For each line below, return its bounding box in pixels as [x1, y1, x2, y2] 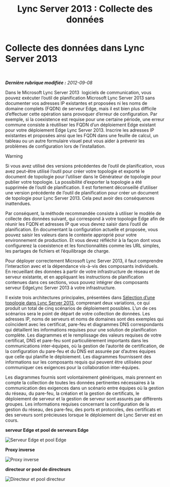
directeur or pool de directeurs [5, 466, 71, 472]
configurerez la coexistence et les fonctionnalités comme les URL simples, [5, 242, 160, 249]
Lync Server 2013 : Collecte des [17, 3, 153, 15]
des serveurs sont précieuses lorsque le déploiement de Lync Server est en [5, 412, 163, 418]
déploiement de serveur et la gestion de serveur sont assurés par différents [5, 395, 163, 401]
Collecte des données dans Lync [5, 43, 145, 54]
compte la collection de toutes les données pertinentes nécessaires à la [5, 379, 155, 385]
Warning [5, 153, 23, 159]
